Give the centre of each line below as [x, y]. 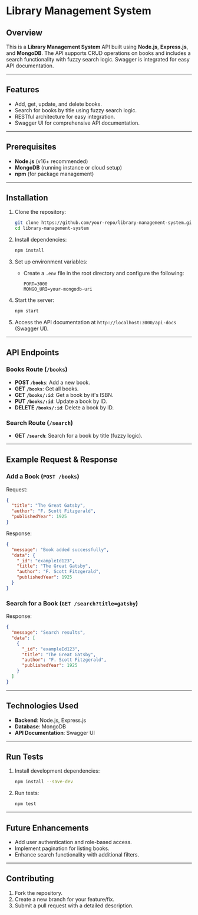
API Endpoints [33, 353]
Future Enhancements [48, 828]
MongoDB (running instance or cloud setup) [68, 167]
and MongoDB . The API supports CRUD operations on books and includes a [98, 53]
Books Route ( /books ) [37, 369]
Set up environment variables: [51, 262]
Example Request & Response [62, 460]
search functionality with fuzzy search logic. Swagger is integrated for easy [98, 59]
